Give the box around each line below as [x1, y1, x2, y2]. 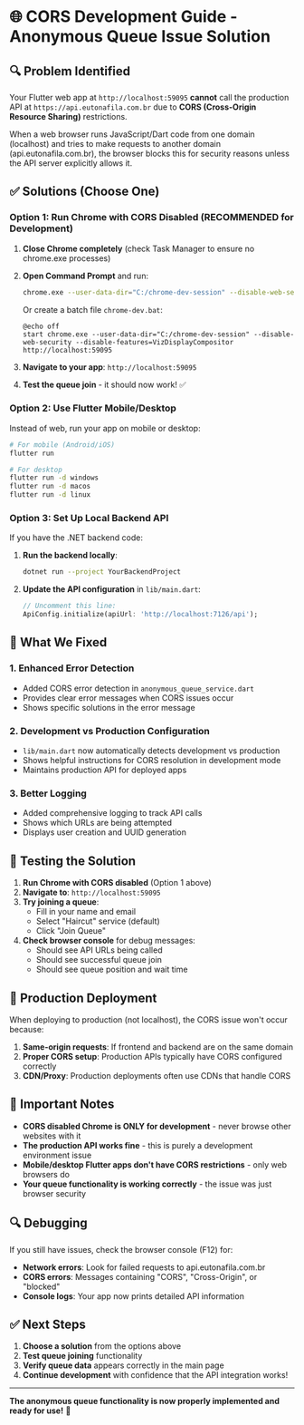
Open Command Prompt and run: [22, 270, 149, 281]
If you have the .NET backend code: [9, 532, 143, 543]
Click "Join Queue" [35, 926, 107, 936]
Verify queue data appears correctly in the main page [22, 1360, 224, 1371]
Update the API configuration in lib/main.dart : [22, 584, 201, 595]
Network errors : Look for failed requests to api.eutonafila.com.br [22, 1262, 266, 1273]
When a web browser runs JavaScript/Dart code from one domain [9, 129, 255, 140]
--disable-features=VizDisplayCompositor [75, 337, 234, 346]
